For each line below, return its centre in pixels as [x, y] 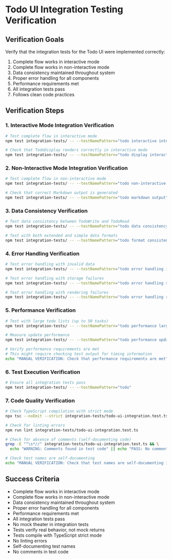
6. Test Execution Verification [43, 372]
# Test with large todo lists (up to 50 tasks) [57, 321]
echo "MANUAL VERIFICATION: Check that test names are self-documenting [84, 463]
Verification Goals [35, 39]
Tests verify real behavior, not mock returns [59, 530]
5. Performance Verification [40, 310]
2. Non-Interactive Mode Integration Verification [67, 168]
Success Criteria [33, 479]
